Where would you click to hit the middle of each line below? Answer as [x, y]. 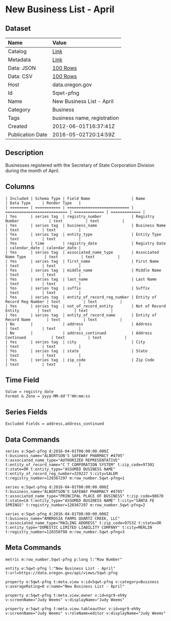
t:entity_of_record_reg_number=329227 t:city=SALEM [61, 474]
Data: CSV [20, 76]
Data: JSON [22, 68]
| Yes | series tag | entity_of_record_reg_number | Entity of [81, 297]
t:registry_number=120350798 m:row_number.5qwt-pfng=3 [65, 532]
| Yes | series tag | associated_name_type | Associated [82, 252]
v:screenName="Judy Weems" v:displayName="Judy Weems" [65, 600]
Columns [20, 187]
